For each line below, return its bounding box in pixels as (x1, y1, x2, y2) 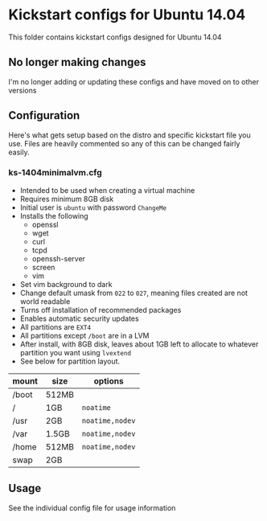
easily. (8, 147, 30, 157)
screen (31, 262, 55, 272)
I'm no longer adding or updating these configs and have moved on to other (8, 76, 260, 86)
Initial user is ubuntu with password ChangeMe (19, 203, 167, 212)
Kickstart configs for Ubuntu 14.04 (8, 6, 246, 24)
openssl (31, 219, 59, 229)
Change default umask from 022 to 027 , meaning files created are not (19, 288, 248, 297)
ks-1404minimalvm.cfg (8, 167, 102, 178)
